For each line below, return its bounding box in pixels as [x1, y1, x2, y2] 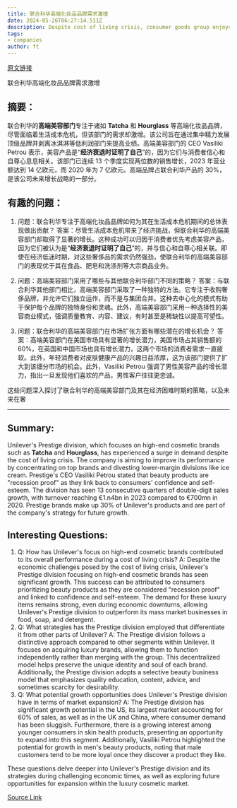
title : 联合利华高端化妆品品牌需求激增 [7, 10, 109, 18]
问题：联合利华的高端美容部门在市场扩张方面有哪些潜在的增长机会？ [17, 327, 216, 335]
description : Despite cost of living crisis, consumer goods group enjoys [7, 23, 232, 30]
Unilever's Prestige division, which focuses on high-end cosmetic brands [7, 441, 220, 450]
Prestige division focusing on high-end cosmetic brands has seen [17, 570, 209, 579]
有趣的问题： [7, 197, 63, 209]
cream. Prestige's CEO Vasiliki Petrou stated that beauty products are [7, 471, 209, 479]
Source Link [7, 793, 42, 802]
